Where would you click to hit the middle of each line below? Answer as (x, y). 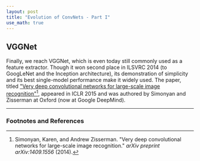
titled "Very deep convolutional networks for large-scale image (83, 86)
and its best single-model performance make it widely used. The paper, (94, 80)
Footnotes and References (45, 121)
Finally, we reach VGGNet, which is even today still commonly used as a (94, 61)
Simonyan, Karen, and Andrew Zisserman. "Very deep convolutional (98, 140)
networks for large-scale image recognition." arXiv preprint (87, 146)
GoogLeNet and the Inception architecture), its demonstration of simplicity (97, 74)
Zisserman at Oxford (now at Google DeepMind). (66, 100)
